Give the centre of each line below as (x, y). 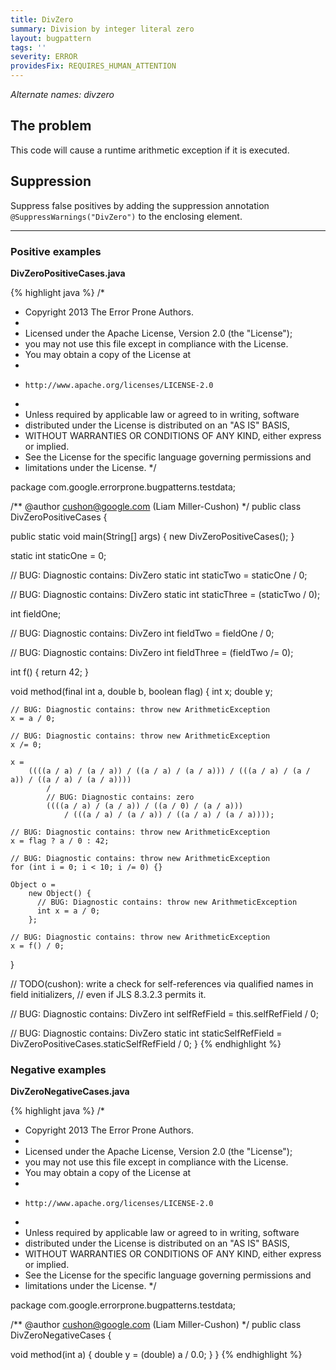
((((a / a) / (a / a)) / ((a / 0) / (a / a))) (145, 806)
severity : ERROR (44, 57)
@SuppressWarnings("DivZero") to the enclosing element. (126, 216)
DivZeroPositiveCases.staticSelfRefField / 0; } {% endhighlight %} (146, 1043)
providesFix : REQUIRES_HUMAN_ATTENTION (93, 66)
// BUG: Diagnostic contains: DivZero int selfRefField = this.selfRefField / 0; (164, 1013)
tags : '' (28, 47)
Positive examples (56, 251)
